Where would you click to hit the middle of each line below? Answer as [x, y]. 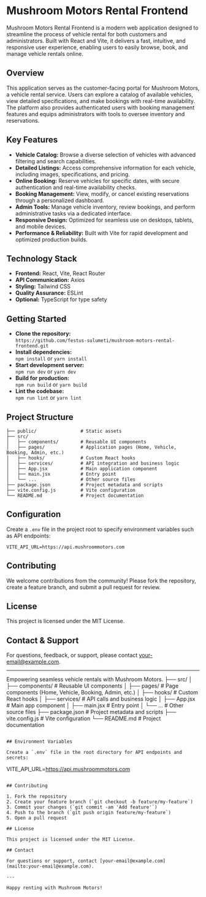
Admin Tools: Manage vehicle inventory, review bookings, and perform [105, 207]
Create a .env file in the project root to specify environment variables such [100, 529]
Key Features [32, 140]
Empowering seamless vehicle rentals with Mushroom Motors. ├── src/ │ [99, 680]
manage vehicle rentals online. [45, 53]
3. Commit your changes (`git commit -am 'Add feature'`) [82, 807]
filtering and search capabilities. [56, 161]
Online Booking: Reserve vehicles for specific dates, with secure [97, 181]
